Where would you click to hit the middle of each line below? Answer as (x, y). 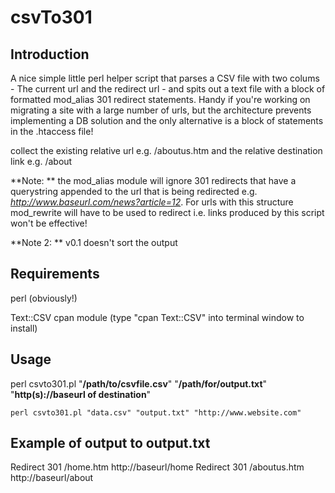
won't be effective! (49, 223)
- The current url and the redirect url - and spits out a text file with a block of (168, 89)
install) (24, 328)
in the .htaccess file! (52, 131)
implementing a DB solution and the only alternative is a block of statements (167, 120)
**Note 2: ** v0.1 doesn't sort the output (94, 242)
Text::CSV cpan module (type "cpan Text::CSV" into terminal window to (157, 317)
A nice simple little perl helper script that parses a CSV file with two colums (165, 78)
